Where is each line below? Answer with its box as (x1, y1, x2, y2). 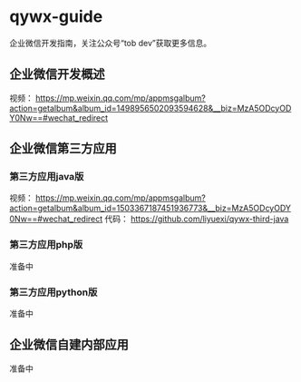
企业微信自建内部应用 (9, 338, 129, 353)
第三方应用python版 (9, 286, 98, 299)
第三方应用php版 (9, 239, 83, 251)
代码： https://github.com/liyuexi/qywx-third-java (104, 213, 289, 224)
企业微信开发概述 (9, 66, 105, 83)
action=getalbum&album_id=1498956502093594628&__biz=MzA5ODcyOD (9, 103, 292, 113)
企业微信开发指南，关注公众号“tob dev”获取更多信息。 (9, 37, 212, 48)
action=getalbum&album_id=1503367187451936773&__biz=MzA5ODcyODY (9, 202, 292, 214)
